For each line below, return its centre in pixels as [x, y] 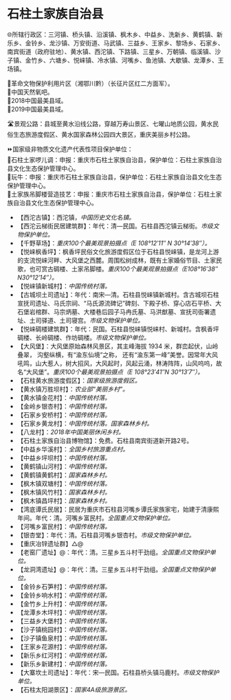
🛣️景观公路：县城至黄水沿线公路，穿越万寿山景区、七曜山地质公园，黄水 [110, 124]
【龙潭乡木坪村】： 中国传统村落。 [64, 612]
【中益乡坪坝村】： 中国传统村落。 [64, 458]
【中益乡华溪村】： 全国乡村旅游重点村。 [73, 449]
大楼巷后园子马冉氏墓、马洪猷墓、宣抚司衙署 [147, 312]
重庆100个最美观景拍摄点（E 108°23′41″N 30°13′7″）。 [128, 372]
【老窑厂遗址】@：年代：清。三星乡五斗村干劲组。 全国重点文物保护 [113, 552]
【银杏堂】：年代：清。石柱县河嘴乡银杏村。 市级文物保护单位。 [106, 535]
